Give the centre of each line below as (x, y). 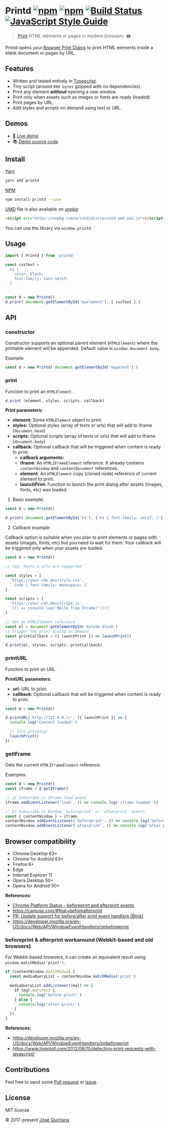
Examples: (16, 775)
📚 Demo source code (35, 141)
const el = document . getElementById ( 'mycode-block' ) (62, 627)
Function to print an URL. (31, 669)
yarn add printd (22, 181)
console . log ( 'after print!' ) (49, 1004)
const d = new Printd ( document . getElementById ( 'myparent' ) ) (72, 368)
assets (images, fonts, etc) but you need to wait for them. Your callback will (83, 543)
